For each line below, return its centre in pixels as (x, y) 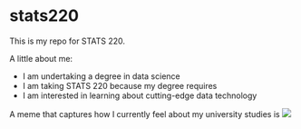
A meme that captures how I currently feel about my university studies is (145, 114)
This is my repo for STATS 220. (67, 41)
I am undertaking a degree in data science (101, 76)
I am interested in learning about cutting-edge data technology (140, 95)
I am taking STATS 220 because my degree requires (120, 85)
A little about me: (41, 58)
